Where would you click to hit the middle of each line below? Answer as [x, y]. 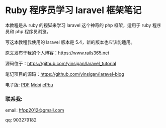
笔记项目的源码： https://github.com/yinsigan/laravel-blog [65, 74]
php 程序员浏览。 [33, 31]
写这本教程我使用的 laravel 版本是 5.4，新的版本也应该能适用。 [70, 42]
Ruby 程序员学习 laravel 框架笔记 [73, 10]
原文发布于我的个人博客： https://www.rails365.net [57, 53]
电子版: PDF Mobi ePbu [29, 85]
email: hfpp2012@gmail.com [35, 110]
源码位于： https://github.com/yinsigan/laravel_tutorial [61, 63]
